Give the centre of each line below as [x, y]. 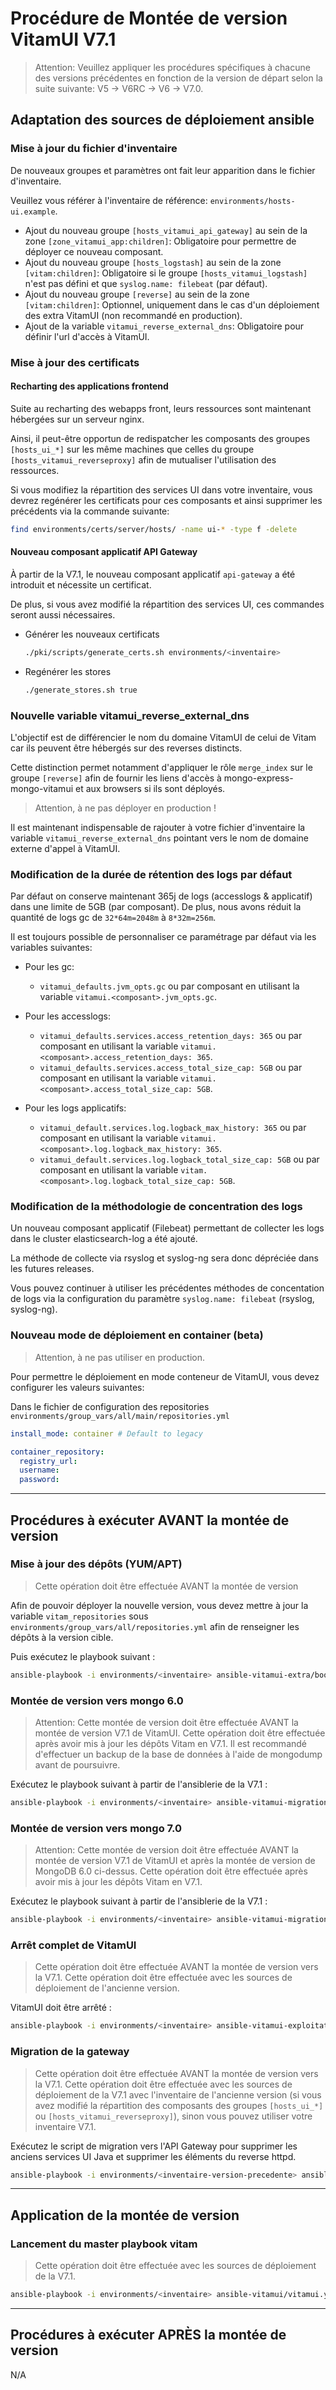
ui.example [33, 212]
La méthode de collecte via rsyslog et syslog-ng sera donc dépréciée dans [164, 1258]
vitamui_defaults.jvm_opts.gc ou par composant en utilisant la [169, 986]
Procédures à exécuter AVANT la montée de [150, 1520]
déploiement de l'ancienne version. [107, 1988]
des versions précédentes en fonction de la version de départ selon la [178, 78]
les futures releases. [52, 1269]
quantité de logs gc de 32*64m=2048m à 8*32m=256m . [113, 918]
